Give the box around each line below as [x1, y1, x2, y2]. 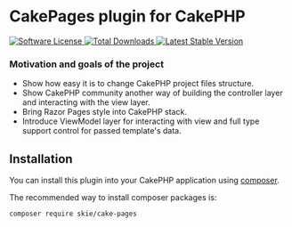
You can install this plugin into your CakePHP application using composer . [9, 175, 280, 186]
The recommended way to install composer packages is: [9, 192, 217, 203]
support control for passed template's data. [21, 126, 182, 136]
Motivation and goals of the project [9, 58, 165, 70]
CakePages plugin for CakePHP [9, 6, 247, 27]
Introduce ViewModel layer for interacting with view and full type [21, 116, 260, 126]
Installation [9, 151, 73, 166]
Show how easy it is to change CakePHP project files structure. [21, 78, 255, 89]
